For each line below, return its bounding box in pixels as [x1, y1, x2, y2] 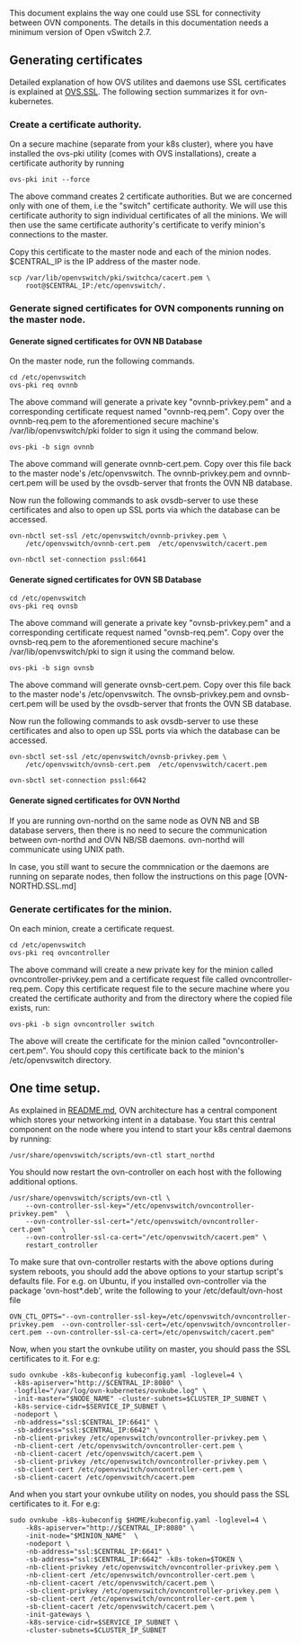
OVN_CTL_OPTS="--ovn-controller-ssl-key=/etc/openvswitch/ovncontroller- [9, 1312, 292, 1321]
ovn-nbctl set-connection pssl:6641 [9, 555, 146, 565]
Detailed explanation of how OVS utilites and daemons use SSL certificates [9, 76, 287, 87]
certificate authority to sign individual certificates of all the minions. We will [9, 210, 288, 221]
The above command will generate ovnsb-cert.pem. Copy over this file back [9, 679, 292, 691]
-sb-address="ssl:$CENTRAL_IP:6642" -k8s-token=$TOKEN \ [25, 1555, 243, 1564]
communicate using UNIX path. [9, 844, 125, 854]
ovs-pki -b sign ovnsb [9, 664, 94, 673]
